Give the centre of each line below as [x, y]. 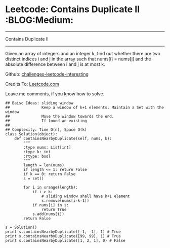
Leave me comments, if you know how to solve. [55, 94]
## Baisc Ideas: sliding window [39, 103]
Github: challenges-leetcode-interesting [47, 74]
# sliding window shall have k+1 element [86, 196]
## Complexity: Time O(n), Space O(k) [46, 130]
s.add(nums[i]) [48, 214]
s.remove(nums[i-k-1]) [65, 201]
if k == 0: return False [50, 174]
